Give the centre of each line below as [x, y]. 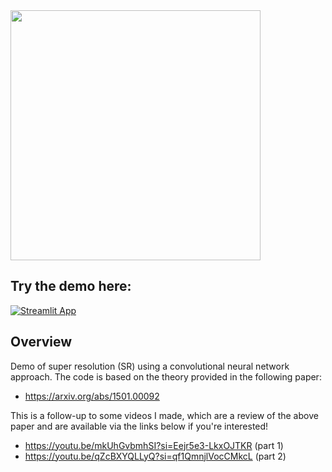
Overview [41, 342]
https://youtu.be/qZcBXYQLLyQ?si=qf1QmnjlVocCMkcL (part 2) [155, 456]
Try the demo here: [71, 286]
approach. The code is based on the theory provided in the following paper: [166, 376]
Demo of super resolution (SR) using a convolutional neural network [150, 366]
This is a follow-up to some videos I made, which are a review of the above [164, 415]
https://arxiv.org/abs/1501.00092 [92, 396]
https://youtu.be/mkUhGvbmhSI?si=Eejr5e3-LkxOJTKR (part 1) [154, 445]
